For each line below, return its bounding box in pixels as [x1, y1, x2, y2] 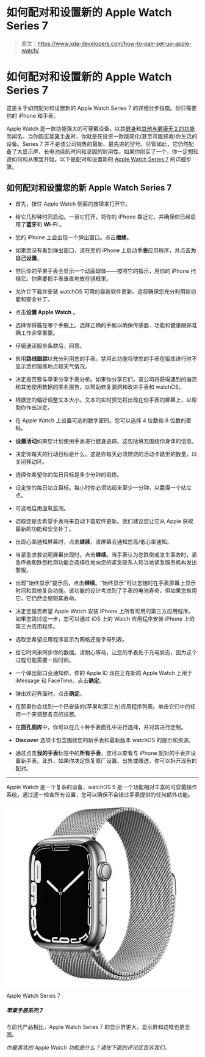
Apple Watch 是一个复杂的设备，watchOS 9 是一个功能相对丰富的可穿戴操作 [6, 783, 198, 790]
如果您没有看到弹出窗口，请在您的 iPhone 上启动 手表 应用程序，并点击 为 [15, 247, 196, 254]
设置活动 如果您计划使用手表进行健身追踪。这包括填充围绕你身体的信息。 [15, 437, 197, 444]
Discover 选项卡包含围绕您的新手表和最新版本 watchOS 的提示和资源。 [15, 736, 194, 743]
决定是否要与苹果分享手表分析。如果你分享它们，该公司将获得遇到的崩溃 [15, 375, 197, 383]
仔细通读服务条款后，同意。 [15, 342, 85, 349]
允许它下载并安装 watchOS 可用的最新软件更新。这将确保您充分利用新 [15, 287, 191, 295]
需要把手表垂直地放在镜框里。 [36, 275, 112, 282]
